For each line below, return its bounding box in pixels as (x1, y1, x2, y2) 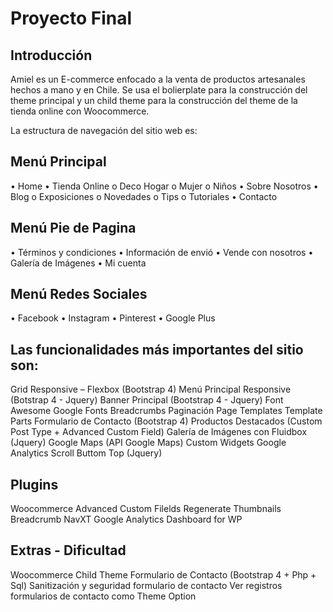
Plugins (10, 476, 59, 493)
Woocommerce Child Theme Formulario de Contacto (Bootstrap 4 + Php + (10, 568, 317, 581)
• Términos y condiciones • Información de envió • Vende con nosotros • (10, 246, 314, 258)
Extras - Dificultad (10, 542, 127, 559)
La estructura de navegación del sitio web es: (10, 125, 198, 136)
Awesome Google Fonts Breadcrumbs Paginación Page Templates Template (10, 405, 323, 417)
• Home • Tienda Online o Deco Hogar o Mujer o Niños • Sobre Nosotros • (10, 180, 319, 192)
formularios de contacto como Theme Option (10, 590, 197, 602)
